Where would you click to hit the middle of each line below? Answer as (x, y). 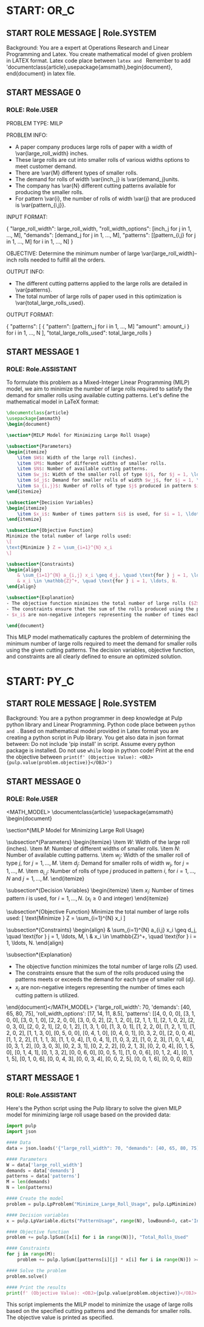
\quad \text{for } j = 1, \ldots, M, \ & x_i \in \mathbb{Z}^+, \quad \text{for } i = (101, 936)
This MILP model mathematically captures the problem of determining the (98, 637)
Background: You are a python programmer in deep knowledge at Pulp (94, 718)
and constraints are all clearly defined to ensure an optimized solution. (94, 657)
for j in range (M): (31, 1254)
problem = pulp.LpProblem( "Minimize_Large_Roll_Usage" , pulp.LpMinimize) (102, 1204)
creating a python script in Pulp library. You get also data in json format (95, 737)
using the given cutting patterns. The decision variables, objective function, (101, 650)
